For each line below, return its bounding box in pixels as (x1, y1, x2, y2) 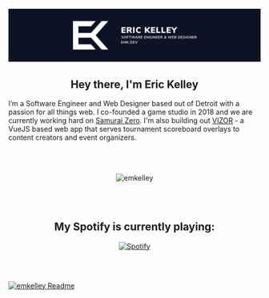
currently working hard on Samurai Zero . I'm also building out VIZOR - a (8, 116, 244, 125)
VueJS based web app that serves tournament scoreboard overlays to (8, 125, 240, 134)
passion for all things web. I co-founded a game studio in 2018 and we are (8, 107, 253, 117)
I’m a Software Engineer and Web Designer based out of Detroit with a (8, 99, 240, 109)
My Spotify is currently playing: (54, 221, 215, 234)
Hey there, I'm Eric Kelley (70, 77, 199, 91)
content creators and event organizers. (8, 133, 137, 142)
